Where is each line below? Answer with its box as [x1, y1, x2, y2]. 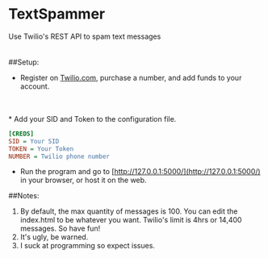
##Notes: [8, 191, 40, 201]
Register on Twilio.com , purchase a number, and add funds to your [19, 73, 242, 82]
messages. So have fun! [19, 223, 101, 234]
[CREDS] [8, 130, 35, 138]
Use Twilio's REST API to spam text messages [8, 31, 161, 41]
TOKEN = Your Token [8, 144, 74, 153]
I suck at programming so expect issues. [19, 241, 156, 251]
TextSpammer [8, 5, 106, 23]
